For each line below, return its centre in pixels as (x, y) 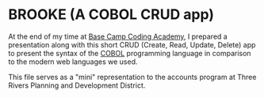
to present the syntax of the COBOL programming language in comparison (130, 53)
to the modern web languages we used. (73, 62)
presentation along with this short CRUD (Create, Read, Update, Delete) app (132, 44)
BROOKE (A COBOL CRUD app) (111, 15)
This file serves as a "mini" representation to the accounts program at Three (132, 77)
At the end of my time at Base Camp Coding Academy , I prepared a (118, 36)
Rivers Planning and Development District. (77, 85)
